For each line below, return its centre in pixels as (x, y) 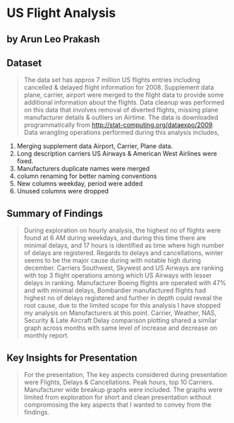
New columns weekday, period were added (80, 184)
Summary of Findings (55, 213)
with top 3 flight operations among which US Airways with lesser (118, 275)
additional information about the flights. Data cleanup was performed (124, 102)
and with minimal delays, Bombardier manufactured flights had (115, 290)
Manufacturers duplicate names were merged (83, 169)
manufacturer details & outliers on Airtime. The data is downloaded (121, 117)
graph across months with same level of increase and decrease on (121, 328)
